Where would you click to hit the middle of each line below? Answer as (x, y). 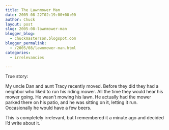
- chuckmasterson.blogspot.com (43, 39)
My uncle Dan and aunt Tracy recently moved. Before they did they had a (82, 86)
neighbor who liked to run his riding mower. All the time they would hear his (84, 92)
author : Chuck (20, 19)
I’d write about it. (23, 123)
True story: (17, 76)
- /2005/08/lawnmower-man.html (43, 48)
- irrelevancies (27, 57)
